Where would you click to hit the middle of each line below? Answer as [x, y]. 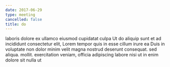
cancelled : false [24, 19]
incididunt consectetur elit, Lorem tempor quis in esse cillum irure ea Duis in [85, 44]
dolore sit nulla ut [23, 60]
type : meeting [20, 15]
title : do [16, 24]
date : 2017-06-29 [24, 10]
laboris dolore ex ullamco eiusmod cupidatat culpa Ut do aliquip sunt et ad [83, 39]
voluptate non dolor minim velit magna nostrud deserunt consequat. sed [81, 49]
